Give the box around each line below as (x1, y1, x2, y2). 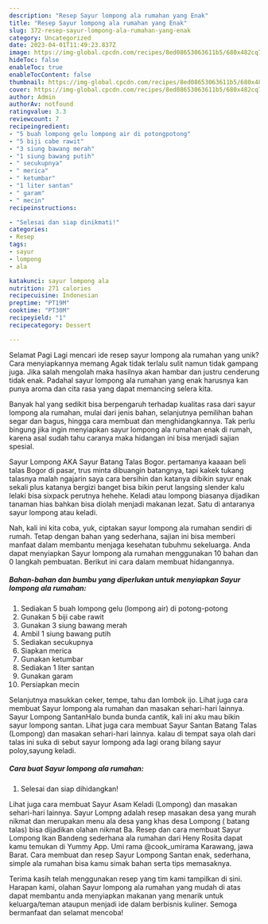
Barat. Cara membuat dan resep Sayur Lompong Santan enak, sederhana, (9, 850, 251, 860)
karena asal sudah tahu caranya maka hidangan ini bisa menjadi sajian (9, 433, 239, 442)
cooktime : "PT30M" (9, 307, 70, 315)
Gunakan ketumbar (20, 654, 84, 664)
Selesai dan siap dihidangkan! (20, 784, 118, 794)
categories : (9, 226, 49, 234)
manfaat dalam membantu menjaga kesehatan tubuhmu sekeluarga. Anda (9, 540, 251, 549)
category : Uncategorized (9, 33, 91, 42)
